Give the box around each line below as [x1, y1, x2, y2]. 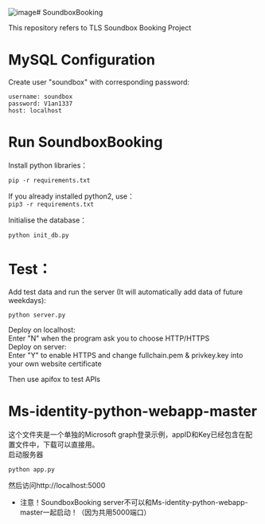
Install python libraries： [8, 160, 88, 170]
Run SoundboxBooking [8, 133, 163, 152]
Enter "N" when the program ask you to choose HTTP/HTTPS [8, 333, 210, 343]
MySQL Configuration [8, 51, 155, 69]
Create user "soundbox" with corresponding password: [8, 77, 189, 87]
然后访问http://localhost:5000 [8, 480, 106, 490]
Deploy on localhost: [8, 325, 76, 334]
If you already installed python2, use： [8, 191, 135, 201]
